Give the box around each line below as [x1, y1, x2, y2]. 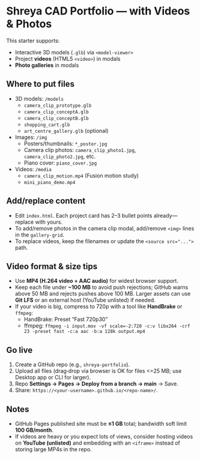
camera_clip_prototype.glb [23, 103, 92, 109]
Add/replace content [6, 196, 86, 206]
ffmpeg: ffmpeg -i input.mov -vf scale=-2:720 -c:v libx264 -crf [23, 322, 190, 329]
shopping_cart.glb [23, 122, 70, 128]
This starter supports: [6, 37, 60, 44]
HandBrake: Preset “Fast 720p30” [23, 315, 108, 323]
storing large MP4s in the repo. [14, 446, 92, 453]
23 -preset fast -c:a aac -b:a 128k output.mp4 [23, 329, 145, 335]
